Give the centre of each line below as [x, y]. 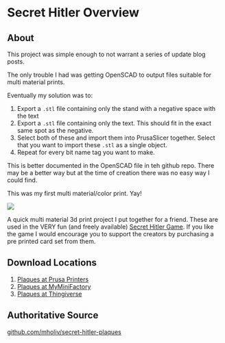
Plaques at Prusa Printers [53, 279]
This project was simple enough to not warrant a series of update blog [106, 54]
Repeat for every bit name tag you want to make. [86, 152]
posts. [16, 62]
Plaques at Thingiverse [49, 294]
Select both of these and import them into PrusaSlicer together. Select [116, 138]
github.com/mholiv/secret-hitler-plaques [64, 332]
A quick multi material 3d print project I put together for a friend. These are [113, 219]
